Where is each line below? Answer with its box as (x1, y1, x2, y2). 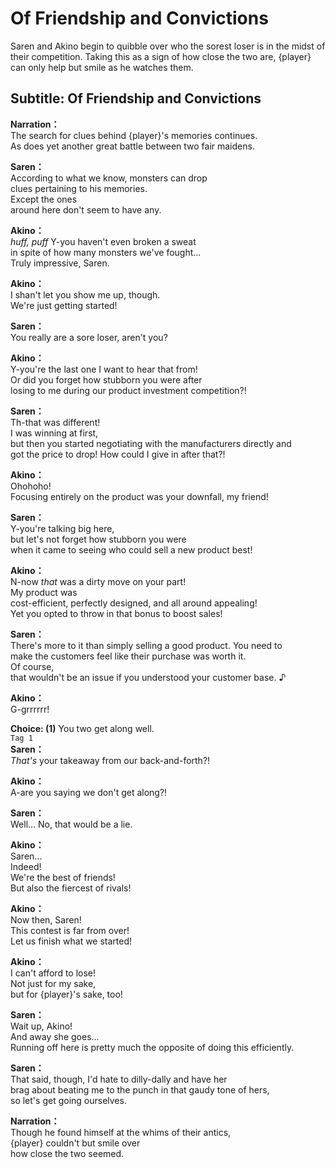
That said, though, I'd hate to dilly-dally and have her (10, 1073, 228, 1085)
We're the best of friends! (10, 871, 116, 883)
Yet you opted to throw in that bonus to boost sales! (10, 607, 223, 619)
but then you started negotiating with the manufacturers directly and (10, 437, 292, 449)
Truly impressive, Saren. (10, 257, 110, 269)
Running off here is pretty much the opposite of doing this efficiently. (10, 1041, 295, 1053)
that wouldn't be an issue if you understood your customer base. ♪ (10, 671, 287, 683)
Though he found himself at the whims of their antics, (10, 1126, 232, 1138)
